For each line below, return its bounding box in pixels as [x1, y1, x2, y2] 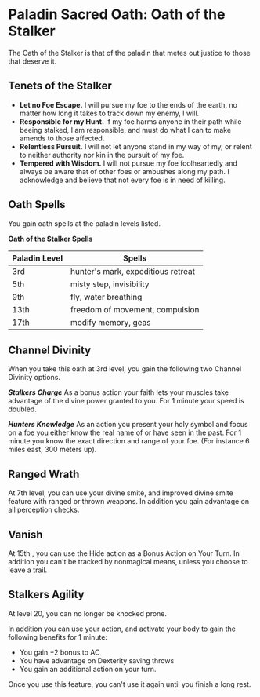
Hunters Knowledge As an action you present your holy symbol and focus [8, 420, 248, 429]
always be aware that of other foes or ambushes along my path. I [19, 166, 229, 176]
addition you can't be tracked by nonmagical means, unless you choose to [8, 557, 248, 566]
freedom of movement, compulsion [70, 304, 200, 315]
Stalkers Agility [8, 588, 85, 601]
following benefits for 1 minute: [8, 632, 108, 641]
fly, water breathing [70, 291, 143, 302]
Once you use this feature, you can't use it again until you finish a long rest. [8, 679, 251, 688]
